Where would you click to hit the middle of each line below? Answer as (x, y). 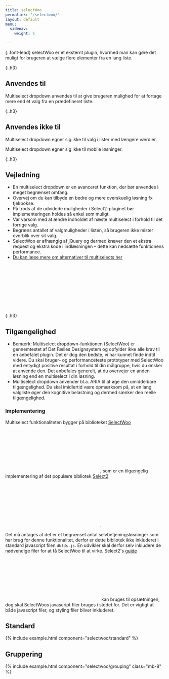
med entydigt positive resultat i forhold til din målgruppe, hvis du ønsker (88, 366)
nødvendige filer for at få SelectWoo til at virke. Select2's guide (71, 551)
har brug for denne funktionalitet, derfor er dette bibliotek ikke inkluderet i (82, 540)
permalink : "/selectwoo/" (32, 15)
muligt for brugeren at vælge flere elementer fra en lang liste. (69, 58)
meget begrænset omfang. (40, 192)
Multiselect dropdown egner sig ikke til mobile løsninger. (64, 149)
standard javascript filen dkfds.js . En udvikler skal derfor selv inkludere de (83, 545)
